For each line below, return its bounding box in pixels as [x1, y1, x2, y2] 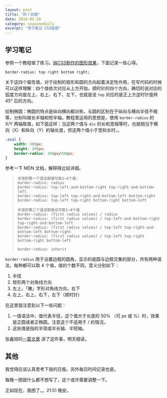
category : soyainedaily [5, 21, 55, 26]
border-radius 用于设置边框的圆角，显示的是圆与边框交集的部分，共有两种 [5, 256, 158, 262]
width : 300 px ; [14, 142, 43, 147]
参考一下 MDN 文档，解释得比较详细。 [5, 165, 83, 171]
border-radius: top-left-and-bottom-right [17, 185, 107, 190]
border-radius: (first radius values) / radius [17, 212, 118, 217]
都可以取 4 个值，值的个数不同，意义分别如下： [22, 262, 119, 268]
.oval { [5, 137, 21, 142]
